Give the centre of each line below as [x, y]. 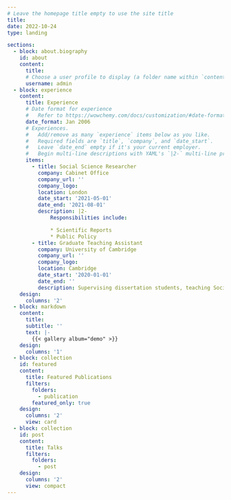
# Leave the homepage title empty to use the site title [90, 13]
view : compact [46, 486]
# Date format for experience [68, 109]
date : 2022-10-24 [32, 26]
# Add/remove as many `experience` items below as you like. [118, 135]
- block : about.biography [51, 52]
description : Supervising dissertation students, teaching [124, 287]
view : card [41, 422]
